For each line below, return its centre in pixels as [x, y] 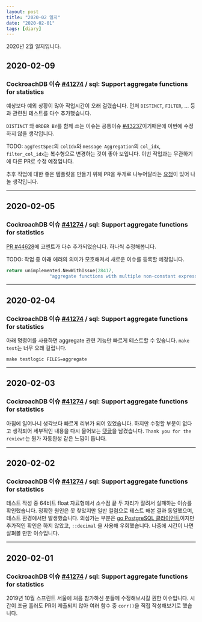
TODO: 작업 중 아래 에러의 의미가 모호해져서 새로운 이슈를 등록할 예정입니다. [95, 259]
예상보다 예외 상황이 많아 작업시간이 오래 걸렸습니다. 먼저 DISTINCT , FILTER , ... [98, 105]
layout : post [23, 12]
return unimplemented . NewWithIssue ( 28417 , [60, 270]
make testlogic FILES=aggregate [47, 359]
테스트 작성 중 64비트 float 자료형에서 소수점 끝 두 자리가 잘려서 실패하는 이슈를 [99, 503]
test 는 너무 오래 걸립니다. [37, 348]
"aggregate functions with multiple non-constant [112, 276]
